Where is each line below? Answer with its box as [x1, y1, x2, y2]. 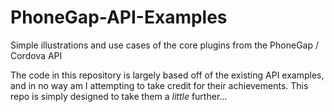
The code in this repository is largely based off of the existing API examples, [10, 69, 325, 81]
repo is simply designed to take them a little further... [10, 90, 228, 102]
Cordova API [10, 49, 63, 61]
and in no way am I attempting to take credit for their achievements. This [10, 79, 309, 91]
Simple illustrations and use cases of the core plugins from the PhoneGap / [10, 39, 320, 51]
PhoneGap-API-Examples [10, 6, 228, 29]
